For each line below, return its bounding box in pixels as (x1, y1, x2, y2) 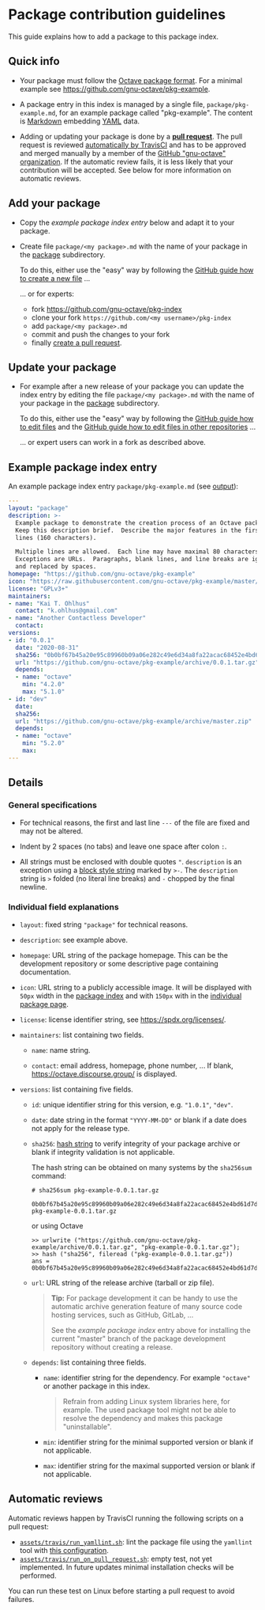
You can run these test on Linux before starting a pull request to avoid (8, 1585, 235, 1596)
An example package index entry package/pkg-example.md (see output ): (8, 481, 239, 492)
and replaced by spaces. (15, 563, 97, 571)
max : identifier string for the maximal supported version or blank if (43, 1460, 256, 1470)
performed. (19, 1570, 57, 1580)
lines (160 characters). (15, 534, 97, 541)
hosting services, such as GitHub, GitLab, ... (50, 1310, 194, 1320)
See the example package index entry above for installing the (50, 1325, 251, 1335)
